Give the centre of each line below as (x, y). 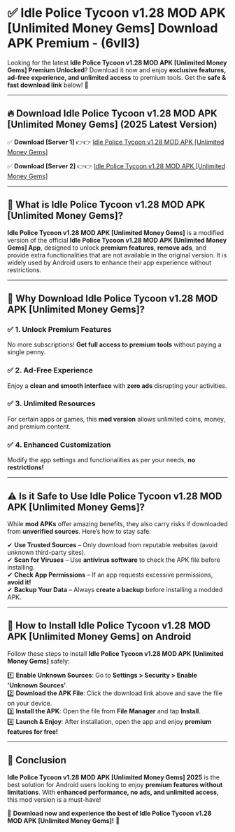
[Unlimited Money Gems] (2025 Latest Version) (112, 125)
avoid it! (19, 582)
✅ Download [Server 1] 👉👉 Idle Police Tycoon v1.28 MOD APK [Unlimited (116, 142)
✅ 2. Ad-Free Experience (50, 370)
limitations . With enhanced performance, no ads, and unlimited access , (113, 792)
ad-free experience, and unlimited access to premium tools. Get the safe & (117, 77)
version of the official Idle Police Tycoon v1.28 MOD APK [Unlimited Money (117, 240)
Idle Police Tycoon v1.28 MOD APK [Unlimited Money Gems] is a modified (116, 232)
